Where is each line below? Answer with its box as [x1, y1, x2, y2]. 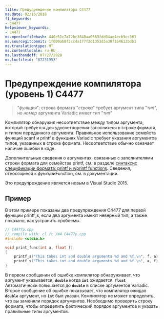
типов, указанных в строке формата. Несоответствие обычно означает [5, 140, 154, 146]
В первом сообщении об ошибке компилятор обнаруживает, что [5, 272, 140, 278]
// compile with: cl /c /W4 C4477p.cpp [5, 231, 86, 236]
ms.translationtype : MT [5, 44, 54, 48]
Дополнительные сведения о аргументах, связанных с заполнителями [5, 155, 154, 161]
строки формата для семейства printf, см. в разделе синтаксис [5, 160, 138, 166]
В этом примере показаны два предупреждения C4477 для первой [5, 207, 146, 213]
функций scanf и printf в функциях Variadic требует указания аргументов [5, 135, 157, 141]
